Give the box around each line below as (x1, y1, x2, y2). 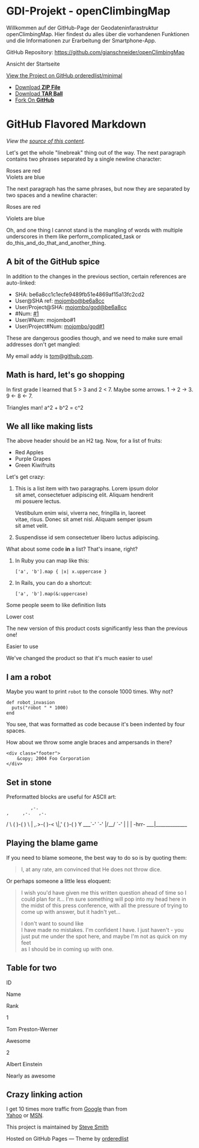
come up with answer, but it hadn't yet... (20, 908, 121, 915)
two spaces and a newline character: (6, 191, 98, 199)
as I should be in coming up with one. (20, 945, 114, 952)
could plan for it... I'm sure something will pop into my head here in (20, 895, 186, 903)
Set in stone (6, 777, 52, 788)
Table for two (6, 963, 57, 973)
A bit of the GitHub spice (6, 257, 100, 267)
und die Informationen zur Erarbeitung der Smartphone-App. (6, 37, 156, 44)
